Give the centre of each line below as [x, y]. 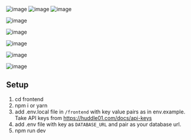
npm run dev [30, 131]
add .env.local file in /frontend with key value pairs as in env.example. [100, 112]
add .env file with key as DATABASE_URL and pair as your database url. [98, 124]
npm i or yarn [31, 105]
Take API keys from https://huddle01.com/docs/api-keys [83, 118]
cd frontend [29, 99]
